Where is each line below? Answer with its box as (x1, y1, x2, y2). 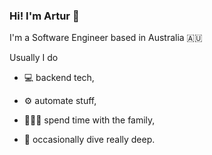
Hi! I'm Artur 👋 (9, 9, 80, 23)
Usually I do (9, 52, 59, 64)
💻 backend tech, (23, 72, 95, 84)
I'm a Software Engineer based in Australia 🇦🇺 (9, 32, 203, 44)
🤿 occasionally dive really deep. (23, 134, 156, 146)
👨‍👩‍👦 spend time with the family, (23, 114, 156, 126)
